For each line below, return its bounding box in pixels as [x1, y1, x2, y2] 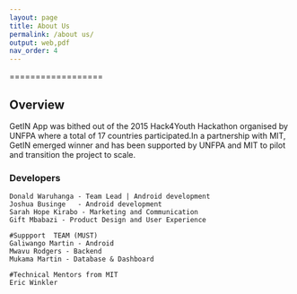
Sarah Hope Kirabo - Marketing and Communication [9, 208, 199, 217]
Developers [9, 171, 61, 184]
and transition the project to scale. [9, 149, 136, 160]
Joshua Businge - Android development [9, 200, 163, 209]
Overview [9, 97, 66, 112]
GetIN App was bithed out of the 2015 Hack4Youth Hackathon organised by [9, 120, 289, 131]
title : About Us [9, 22, 70, 30]
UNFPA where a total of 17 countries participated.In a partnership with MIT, [9, 130, 286, 141]
